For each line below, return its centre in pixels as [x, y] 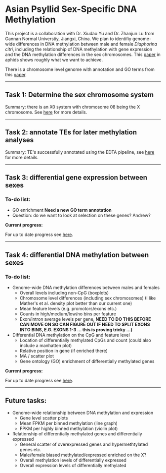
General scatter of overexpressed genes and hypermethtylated [84, 444]
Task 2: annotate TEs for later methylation [71, 132]
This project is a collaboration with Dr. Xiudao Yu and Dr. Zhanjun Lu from [80, 33]
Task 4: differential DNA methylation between [77, 255]
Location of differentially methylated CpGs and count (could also [85, 340]
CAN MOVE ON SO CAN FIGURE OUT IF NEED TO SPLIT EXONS [85, 324]
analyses [20, 140]
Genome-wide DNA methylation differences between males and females [86, 287]
